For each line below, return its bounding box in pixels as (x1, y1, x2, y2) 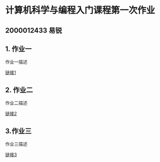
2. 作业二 (5, 86, 33, 94)
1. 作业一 (5, 45, 32, 53)
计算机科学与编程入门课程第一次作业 (5, 5, 155, 16)
